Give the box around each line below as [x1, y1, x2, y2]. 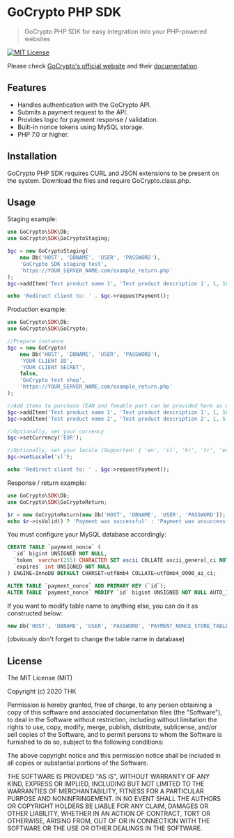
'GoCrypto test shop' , [19, 377, 86, 384]
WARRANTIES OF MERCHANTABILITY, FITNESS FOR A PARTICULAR [7, 787, 204, 795]
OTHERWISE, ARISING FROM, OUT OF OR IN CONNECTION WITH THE [7, 817, 210, 825]
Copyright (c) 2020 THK [7, 687, 77, 696]
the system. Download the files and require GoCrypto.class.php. [7, 176, 192, 185]
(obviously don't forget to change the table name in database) [7, 635, 185, 643]
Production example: [7, 305, 67, 314]
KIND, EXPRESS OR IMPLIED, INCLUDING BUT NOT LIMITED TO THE [7, 779, 205, 788]
